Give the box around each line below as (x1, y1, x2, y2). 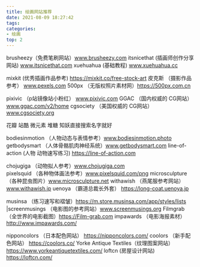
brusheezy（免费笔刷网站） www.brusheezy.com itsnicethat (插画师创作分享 (6, 54, 194, 61)
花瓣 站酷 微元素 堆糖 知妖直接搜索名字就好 (6, 122, 112, 128)
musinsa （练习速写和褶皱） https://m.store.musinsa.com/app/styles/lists (6, 198, 186, 205)
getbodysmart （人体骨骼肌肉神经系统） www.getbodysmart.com (6, 142, 167, 149)
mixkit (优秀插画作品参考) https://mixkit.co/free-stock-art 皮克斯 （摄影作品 (6, 75, 192, 81)
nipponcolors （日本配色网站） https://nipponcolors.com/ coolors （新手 (6, 232, 186, 239)
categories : (6, 25, 36, 32)
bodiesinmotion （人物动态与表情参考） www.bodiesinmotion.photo (6, 134, 172, 142)
